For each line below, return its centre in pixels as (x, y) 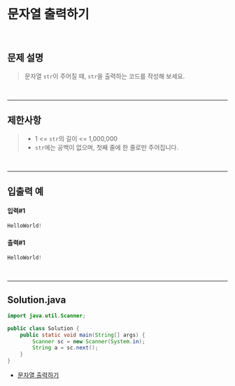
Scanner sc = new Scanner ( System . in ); (89, 341)
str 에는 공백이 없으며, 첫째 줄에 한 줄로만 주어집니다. (107, 147)
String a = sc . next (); (65, 348)
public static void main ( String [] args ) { (83, 335)
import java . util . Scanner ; (47, 315)
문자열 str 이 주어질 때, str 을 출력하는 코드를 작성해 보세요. (105, 76)
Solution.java (37, 300)
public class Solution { (43, 328)
